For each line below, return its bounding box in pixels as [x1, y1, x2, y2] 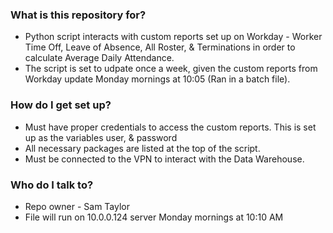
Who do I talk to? [10, 178, 94, 192]
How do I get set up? [10, 98, 112, 112]
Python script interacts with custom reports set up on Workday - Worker [24, 31, 323, 43]
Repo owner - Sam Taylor [24, 200, 130, 212]
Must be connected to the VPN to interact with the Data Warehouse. [24, 153, 305, 165]
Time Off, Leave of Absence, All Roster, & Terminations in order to [24, 41, 296, 53]
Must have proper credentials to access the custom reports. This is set [24, 121, 317, 133]
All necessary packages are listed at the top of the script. [24, 142, 261, 154]
